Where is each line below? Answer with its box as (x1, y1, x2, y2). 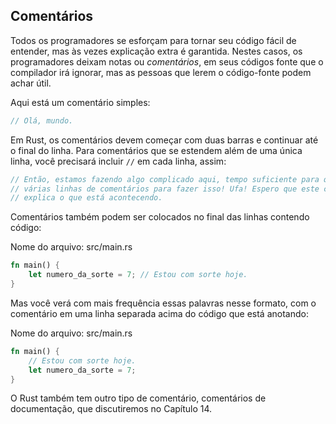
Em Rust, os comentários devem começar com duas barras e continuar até (10, 134, 319, 146)
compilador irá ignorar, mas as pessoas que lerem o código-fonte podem (10, 66, 312, 78)
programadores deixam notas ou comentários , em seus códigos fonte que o (10, 55, 324, 68)
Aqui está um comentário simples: (10, 96, 151, 108)
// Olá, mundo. (10, 115, 74, 126)
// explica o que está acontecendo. (10, 193, 163, 203)
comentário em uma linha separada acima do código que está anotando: (10, 307, 309, 319)
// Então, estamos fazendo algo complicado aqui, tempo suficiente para (10, 174, 320, 184)
